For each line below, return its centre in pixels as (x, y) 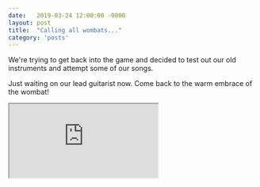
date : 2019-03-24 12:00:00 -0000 (67, 15)
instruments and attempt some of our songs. (81, 69)
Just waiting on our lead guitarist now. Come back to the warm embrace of (130, 84)
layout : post (30, 23)
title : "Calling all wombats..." (65, 30)
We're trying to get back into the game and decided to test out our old (122, 60)
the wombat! (29, 92)
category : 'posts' (38, 37)
